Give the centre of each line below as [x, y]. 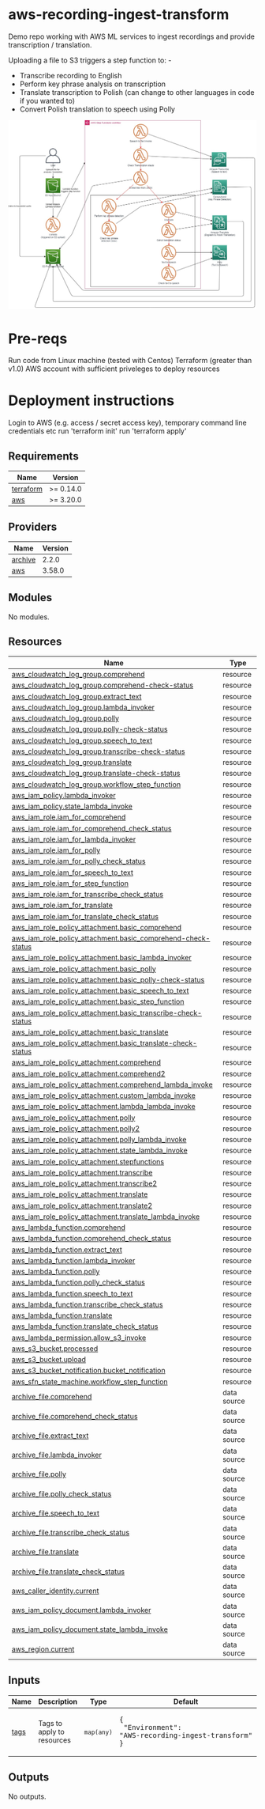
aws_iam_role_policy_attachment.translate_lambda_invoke [106, 1217]
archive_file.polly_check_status [62, 1493]
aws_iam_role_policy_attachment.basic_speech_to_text [100, 991]
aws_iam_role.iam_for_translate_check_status [85, 916]
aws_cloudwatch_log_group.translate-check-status [96, 774]
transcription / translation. [50, 44]
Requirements [43, 456]
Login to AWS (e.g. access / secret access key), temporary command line [127, 423]
